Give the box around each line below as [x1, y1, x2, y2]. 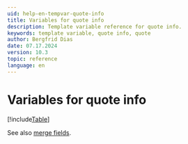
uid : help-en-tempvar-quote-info [7, 10, 104, 17]
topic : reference [7, 56, 58, 63]
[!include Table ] [7, 115, 50, 123]
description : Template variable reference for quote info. [7, 23, 182, 30]
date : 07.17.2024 [7, 42, 58, 49]
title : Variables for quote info [7, 17, 104, 24]
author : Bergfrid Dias [7, 36, 73, 43]
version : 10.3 [7, 49, 49, 56]
